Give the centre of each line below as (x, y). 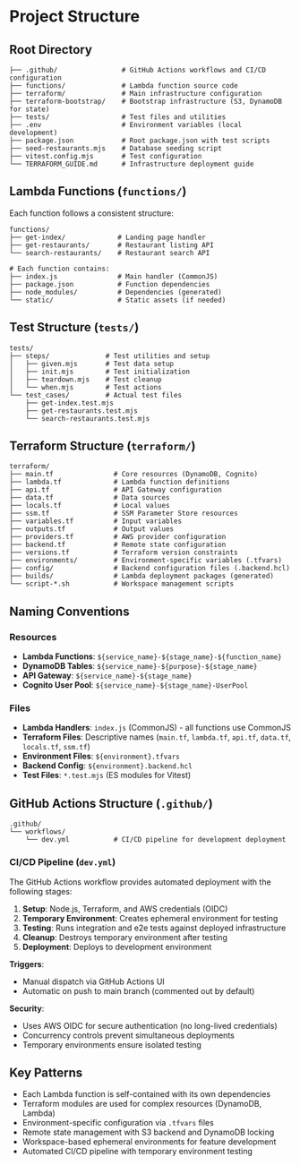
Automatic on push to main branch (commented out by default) (138, 990)
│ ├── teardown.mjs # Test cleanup (86, 379)
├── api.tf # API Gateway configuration (116, 490)
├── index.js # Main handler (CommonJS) (114, 276)
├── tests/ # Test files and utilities (118, 117)
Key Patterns (46, 1072)
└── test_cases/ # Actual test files (95, 395)
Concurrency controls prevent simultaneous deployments (128, 1035)
